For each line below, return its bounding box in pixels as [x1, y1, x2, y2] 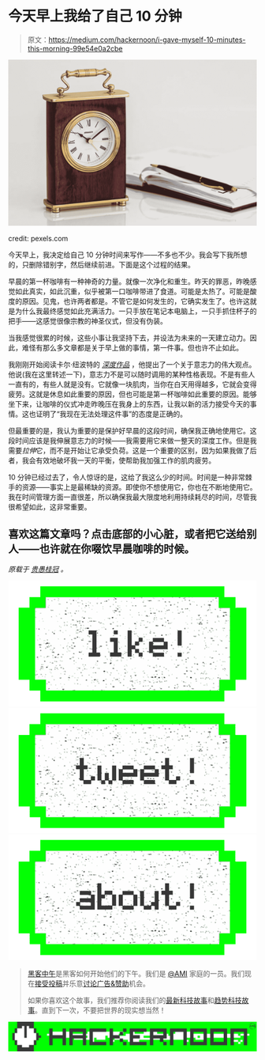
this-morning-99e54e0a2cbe [27, 44, 123, 53]
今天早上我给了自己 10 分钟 [8, 7, 183, 25]
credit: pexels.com [8, 233, 69, 243]
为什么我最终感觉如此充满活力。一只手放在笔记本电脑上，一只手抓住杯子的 [14, 306, 257, 316]
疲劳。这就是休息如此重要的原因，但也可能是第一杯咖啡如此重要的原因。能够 [8, 389, 257, 399]
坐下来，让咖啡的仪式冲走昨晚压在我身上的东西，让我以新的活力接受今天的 [8, 399, 250, 408]
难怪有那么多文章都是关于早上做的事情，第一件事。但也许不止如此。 [21, 343, 243, 352]
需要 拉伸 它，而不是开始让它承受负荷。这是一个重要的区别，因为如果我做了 [8, 445, 250, 455]
